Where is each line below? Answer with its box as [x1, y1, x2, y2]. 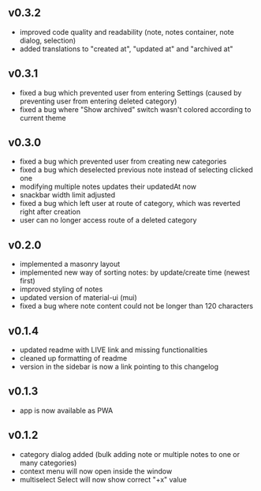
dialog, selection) [19, 36, 76, 45]
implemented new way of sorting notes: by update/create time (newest [19, 268, 250, 277]
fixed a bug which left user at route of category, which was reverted [19, 199, 240, 208]
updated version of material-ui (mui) [19, 293, 138, 302]
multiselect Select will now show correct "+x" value [19, 474, 187, 484]
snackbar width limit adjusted [19, 190, 116, 200]
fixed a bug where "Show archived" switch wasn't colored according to [19, 104, 252, 114]
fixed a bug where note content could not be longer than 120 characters [19, 302, 254, 311]
